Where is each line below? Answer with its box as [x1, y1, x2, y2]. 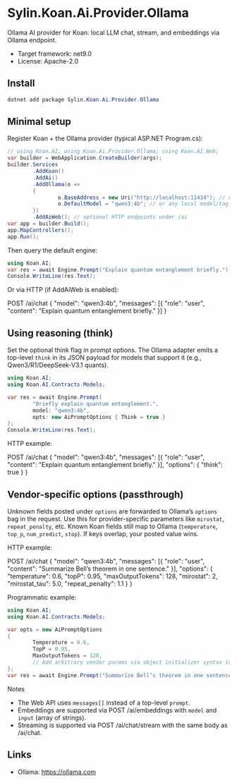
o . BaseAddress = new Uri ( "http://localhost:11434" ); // [57, 194, 226, 201]
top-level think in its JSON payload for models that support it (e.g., [7, 353, 202, 362]
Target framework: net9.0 [17, 49, 92, 58]
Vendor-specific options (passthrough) [7, 488, 184, 500]
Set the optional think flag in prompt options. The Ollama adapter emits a [7, 346, 219, 354]
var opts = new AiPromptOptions [7, 626, 102, 633]
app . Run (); [7, 233, 39, 241]
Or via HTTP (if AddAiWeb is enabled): [7, 286, 119, 294]
